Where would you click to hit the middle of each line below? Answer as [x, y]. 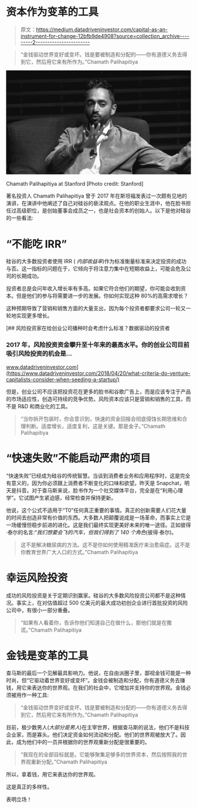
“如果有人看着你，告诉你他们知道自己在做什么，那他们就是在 [94, 622]
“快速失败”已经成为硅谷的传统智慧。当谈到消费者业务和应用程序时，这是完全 [98, 475]
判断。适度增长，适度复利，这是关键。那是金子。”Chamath [96, 426]
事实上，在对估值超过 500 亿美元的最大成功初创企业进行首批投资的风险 [102, 602]
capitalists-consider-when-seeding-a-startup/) [63, 379]
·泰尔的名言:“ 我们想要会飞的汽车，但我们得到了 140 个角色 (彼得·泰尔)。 [91, 532]
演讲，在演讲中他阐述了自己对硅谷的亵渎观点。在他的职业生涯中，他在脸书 [96, 203]
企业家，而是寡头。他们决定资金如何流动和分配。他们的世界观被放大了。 [93, 735]
